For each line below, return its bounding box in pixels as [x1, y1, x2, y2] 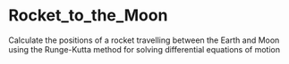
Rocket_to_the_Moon [8, 5, 168, 26]
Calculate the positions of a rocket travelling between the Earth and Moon [8, 35, 280, 45]
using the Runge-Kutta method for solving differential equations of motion [8, 44, 281, 54]
